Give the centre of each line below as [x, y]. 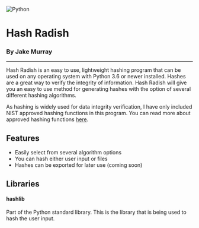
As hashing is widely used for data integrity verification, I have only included [99, 107]
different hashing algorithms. [41, 96]
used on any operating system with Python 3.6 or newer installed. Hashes [96, 77]
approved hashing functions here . [47, 119]
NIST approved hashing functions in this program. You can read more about [98, 113]
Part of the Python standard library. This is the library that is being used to [96, 212]
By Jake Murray [29, 52]
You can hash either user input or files [61, 159]
